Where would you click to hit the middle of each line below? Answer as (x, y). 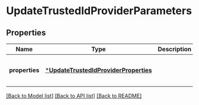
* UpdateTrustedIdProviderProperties (99, 70)
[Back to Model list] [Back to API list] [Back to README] (74, 96)
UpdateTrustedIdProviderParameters (99, 11)
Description (174, 49)
